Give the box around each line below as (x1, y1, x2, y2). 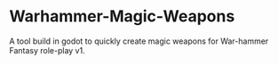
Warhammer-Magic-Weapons (9, 6, 235, 27)
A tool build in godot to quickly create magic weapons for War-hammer (9, 36, 269, 46)
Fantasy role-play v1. (9, 45, 86, 55)
